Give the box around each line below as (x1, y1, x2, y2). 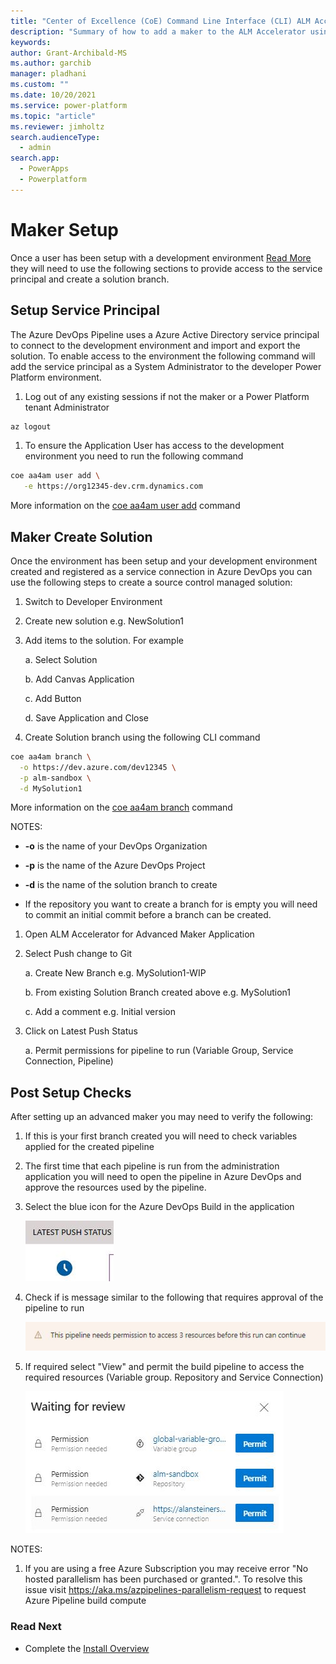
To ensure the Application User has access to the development (24, 440, 285, 452)
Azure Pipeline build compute (24, 1595, 147, 1607)
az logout (10, 421, 52, 432)
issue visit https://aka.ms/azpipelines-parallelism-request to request (24, 1584, 307, 1596)
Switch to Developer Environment (24, 595, 163, 607)
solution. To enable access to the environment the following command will (10, 350, 316, 362)
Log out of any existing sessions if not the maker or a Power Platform (24, 390, 310, 402)
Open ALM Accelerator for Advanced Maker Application (24, 928, 255, 940)
